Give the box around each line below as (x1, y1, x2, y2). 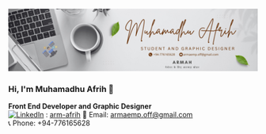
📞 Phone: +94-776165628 (8, 118, 91, 128)
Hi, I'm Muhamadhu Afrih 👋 (8, 83, 115, 94)
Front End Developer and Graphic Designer (8, 101, 152, 111)
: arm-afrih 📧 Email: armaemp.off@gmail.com (45, 110, 193, 120)
